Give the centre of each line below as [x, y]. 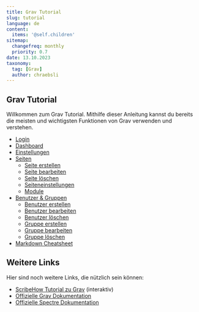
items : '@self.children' [43, 35]
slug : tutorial [26, 18]
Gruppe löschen [45, 237]
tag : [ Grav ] [27, 69]
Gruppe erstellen [46, 224]
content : [17, 29]
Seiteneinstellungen [49, 185]
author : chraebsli [36, 75]
